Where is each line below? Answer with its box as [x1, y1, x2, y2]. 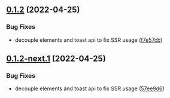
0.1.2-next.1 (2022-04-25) [6, 54, 106, 64]
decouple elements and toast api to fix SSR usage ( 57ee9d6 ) [14, 85, 165, 92]
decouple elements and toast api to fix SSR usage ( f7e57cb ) [14, 36, 163, 44]
